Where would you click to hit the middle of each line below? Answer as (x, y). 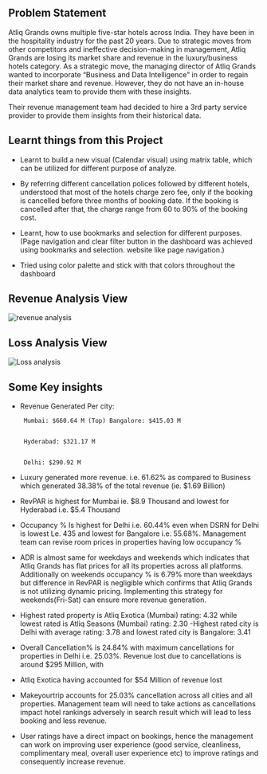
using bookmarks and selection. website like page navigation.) (122, 249)
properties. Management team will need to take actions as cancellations (138, 704)
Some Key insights (56, 387)
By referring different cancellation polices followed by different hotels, (135, 183)
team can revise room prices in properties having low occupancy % (131, 542)
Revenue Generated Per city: (67, 406)
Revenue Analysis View (68, 299)
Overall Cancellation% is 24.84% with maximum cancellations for (127, 647)
